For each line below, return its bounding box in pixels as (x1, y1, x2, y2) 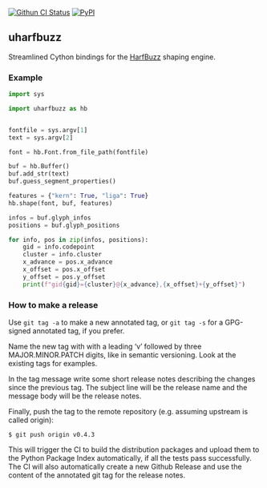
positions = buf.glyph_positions (8, 221, 120, 229)
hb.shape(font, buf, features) (8, 199, 113, 208)
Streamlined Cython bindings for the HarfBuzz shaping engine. (8, 52, 216, 62)
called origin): (8, 415, 55, 425)
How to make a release (8, 299, 99, 310)
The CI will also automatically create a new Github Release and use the (8, 462, 242, 472)
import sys (8, 91, 45, 99)
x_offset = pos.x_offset (22, 265, 106, 274)
